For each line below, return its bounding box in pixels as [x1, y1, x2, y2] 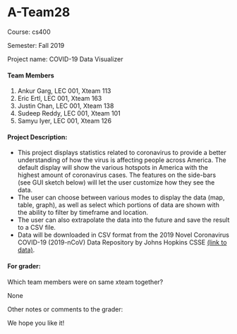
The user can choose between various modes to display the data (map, [17, 193, 225, 202]
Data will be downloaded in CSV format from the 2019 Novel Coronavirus [17, 230, 230, 240]
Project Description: [7, 132, 68, 141]
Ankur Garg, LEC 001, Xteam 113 [17, 87, 111, 95]
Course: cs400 [7, 27, 51, 36]
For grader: [7, 261, 41, 270]
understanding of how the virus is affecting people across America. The [17, 156, 227, 164]
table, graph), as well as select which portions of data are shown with [17, 201, 220, 209]
